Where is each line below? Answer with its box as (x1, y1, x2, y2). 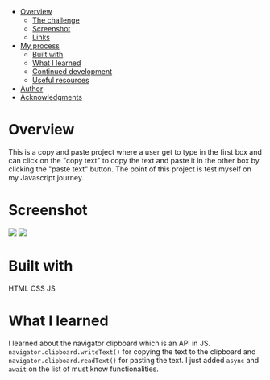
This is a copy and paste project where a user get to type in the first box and (8, 147, 262, 156)
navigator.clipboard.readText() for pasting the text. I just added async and (8, 355, 260, 365)
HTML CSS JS (8, 283, 56, 293)
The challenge (31, 15, 81, 25)
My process (19, 41, 60, 51)
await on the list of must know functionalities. (8, 364, 160, 374)
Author (19, 84, 44, 93)
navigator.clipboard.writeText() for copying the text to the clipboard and (8, 346, 256, 357)
